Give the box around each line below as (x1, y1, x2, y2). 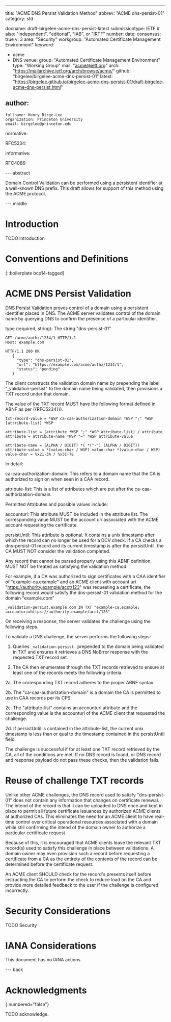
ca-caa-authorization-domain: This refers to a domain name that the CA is (5, 470, 161, 477)
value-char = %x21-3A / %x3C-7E (5, 452, 74, 457)
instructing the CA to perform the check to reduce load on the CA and (5, 876, 152, 883)
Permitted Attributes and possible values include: (5, 501, 108, 507)
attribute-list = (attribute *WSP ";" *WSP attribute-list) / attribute (5, 429, 163, 434)
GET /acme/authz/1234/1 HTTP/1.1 (5, 335, 76, 340)
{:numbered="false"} (5, 1001, 49, 1008)
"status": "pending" (16, 366, 60, 371)
